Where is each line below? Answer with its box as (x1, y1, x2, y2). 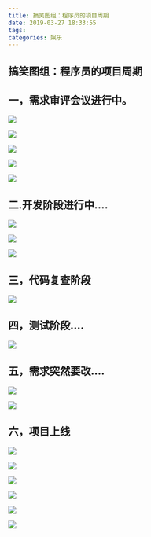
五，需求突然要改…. (8, 365, 105, 378)
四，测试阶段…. (8, 319, 85, 333)
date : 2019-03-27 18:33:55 (8, 19, 97, 27)
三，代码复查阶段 (8, 273, 91, 287)
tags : (8, 26, 26, 34)
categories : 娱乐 (8, 33, 63, 42)
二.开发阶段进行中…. (8, 198, 109, 211)
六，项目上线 (8, 425, 71, 439)
